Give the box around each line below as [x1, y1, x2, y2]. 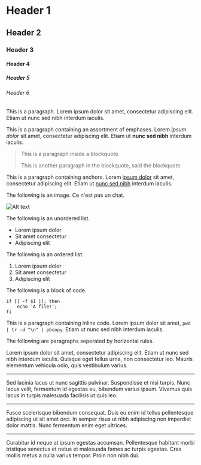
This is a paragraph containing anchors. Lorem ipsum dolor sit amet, [6, 173, 175, 181]
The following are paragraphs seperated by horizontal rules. [6, 337, 154, 344]
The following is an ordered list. [6, 250, 84, 258]
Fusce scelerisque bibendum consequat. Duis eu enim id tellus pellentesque [6, 409, 194, 416]
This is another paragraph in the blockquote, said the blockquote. [20, 161, 182, 169]
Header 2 [6, 28, 42, 38]
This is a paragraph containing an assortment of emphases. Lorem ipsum [6, 125, 187, 133]
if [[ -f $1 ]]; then [6, 298, 60, 304]
